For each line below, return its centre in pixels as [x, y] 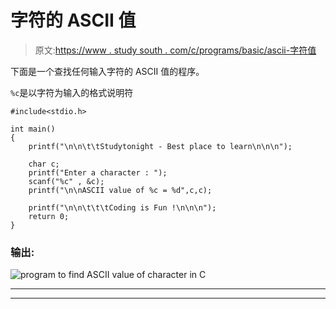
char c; [44, 164]
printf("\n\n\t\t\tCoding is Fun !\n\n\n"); [122, 207]
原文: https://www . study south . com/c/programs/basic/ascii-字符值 [175, 50]
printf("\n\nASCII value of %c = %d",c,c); [120, 190]
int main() [33, 129]
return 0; [49, 216]
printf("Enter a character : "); [98, 172]
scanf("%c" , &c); [66, 181]
